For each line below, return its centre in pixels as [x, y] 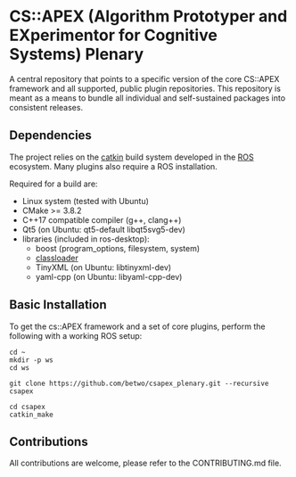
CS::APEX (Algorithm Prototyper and [148, 16]
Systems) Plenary [77, 54]
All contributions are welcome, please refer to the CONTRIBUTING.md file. [146, 463]
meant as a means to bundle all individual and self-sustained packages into [148, 98]
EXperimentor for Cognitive [114, 35]
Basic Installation [58, 305]
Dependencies [50, 136]
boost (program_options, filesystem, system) [118, 248]
